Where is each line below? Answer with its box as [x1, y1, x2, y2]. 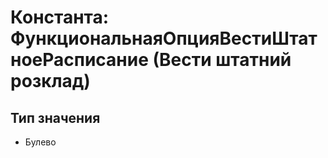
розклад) [10, 70, 91, 93]
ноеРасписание [10, 49, 149, 71]
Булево [24, 136, 57, 148]
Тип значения [10, 109, 101, 126]
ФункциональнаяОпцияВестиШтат [10, 27, 318, 50]
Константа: [10, 6, 110, 29]
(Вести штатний [152, 49, 292, 71]
